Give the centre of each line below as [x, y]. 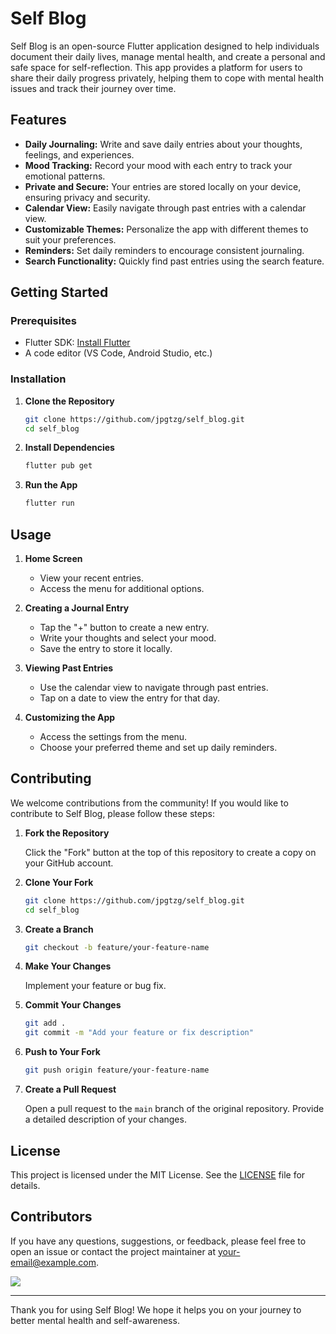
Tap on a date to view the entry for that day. [130, 698]
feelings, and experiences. [79, 154]
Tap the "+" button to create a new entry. [124, 628]
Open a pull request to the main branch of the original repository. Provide [174, 1109]
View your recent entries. [91, 578]
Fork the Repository [67, 833]
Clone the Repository [69, 401]
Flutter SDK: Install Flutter [77, 343]
